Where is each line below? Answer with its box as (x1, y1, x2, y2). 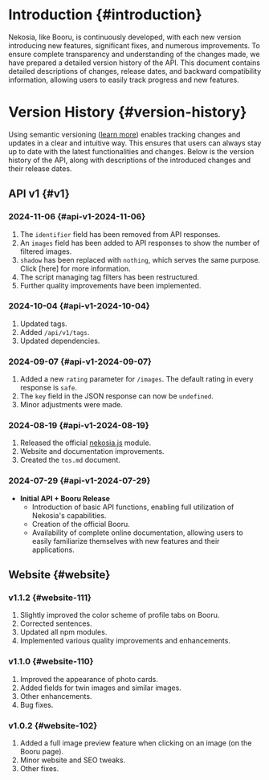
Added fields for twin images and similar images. (19, 683, 182, 692)
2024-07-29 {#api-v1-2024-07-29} (8, 476, 151, 487)
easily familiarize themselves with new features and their (31, 536, 220, 545)
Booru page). (19, 747, 64, 757)
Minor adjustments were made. (19, 400, 123, 410)
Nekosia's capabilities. (31, 510, 107, 520)
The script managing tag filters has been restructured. (19, 272, 199, 282)
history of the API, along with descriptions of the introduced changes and (8, 155, 251, 165)
